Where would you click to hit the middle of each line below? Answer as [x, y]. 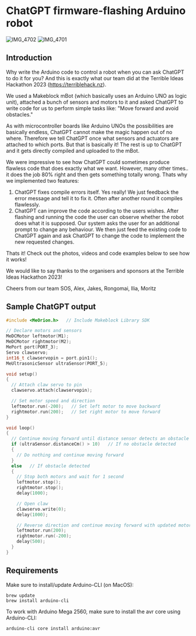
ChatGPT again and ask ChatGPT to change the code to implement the [99, 235]
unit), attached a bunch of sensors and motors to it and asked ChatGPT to [95, 102]
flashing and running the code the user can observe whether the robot [99, 217]
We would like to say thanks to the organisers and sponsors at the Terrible [95, 271]
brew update [20, 596]
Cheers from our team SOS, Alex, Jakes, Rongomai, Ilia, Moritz [81, 288]
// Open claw [32, 504]
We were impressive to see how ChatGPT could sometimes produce [88, 162]
